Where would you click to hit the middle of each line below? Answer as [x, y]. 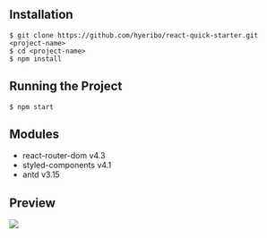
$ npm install [36, 59]
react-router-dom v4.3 [64, 156]
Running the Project [66, 86]
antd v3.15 [41, 174]
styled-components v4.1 [67, 166]
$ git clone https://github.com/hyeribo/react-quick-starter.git [133, 35]
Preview [33, 203]
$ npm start [31, 106]
